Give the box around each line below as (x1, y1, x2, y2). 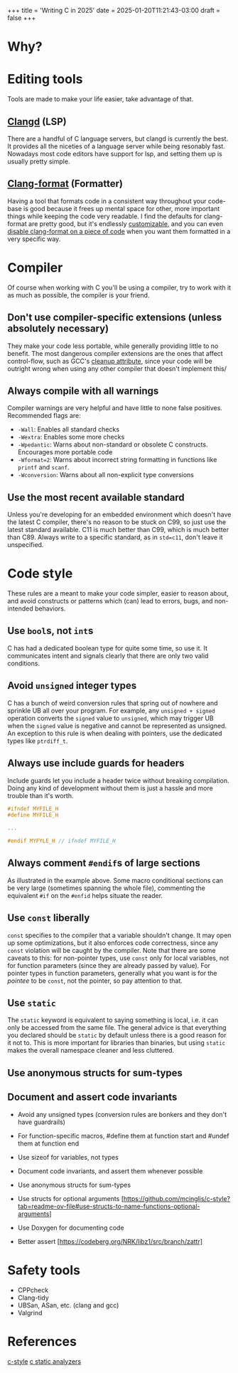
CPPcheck (17, 1285, 48, 1294)
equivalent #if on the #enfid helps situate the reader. (7, 891, 163, 899)
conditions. (7, 659, 40, 668)
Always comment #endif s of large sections (7, 857, 201, 869)
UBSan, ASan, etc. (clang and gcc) (17, 1301, 119, 1310)
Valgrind (17, 1308, 43, 1317)
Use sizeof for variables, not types (17, 1153, 119, 1161)
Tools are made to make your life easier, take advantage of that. (7, 95, 194, 103)
